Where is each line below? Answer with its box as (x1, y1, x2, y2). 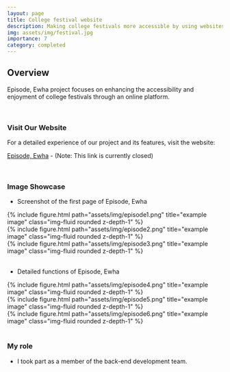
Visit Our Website (7, 122, 67, 132)
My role (7, 341, 33, 351)
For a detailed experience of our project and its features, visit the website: (7, 138, 216, 147)
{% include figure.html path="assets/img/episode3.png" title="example (7, 240, 209, 248)
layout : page (7, 10, 44, 17)
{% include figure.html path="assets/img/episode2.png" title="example (7, 225, 209, 233)
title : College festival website (7, 16, 103, 23)
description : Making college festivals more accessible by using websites (7, 23, 225, 29)
